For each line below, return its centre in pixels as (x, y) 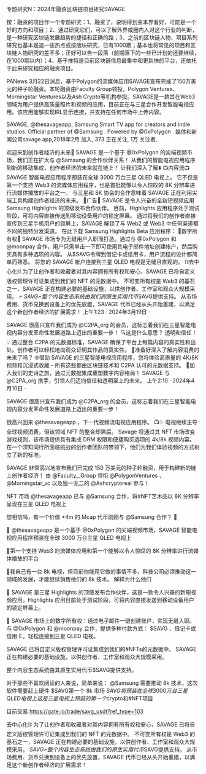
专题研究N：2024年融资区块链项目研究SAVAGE (66, 9)
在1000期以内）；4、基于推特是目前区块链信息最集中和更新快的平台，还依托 (102, 61)
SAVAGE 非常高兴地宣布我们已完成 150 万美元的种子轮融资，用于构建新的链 (101, 468)
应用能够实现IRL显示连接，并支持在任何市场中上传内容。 (93, 112)
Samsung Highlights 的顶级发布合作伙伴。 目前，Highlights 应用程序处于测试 (103, 208)
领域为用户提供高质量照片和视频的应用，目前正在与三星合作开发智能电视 (97, 104)
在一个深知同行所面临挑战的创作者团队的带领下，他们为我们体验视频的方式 (100, 447)
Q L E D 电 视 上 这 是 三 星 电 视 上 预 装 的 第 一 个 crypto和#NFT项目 (80, 698)
